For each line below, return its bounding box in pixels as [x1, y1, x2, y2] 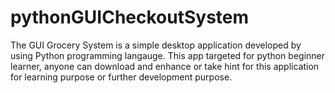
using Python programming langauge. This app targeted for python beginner [10, 49, 326, 61]
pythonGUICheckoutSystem [10, 6, 250, 29]
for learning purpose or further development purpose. [10, 71, 233, 83]
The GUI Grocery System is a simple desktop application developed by [10, 39, 302, 51]
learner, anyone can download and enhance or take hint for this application [10, 60, 320, 72]
